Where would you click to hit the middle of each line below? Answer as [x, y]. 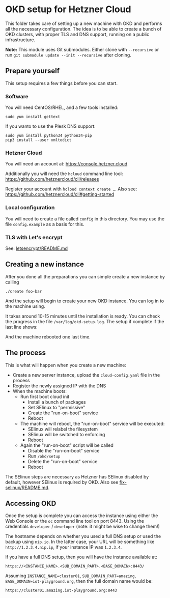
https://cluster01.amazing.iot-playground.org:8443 [61, 591]
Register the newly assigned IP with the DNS [59, 386]
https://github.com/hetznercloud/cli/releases [52, 179]
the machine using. [25, 306]
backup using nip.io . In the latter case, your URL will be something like [80, 542]
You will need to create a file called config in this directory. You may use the [85, 219]
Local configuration [30, 208]
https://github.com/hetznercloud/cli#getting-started [60, 194]
